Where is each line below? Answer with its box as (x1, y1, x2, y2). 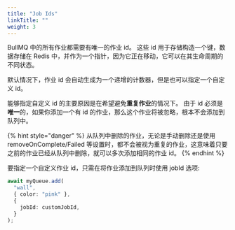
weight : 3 (7, 23, 36, 30)
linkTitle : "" (7, 17, 49, 24)
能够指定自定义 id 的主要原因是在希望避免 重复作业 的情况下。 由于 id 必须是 (7, 99, 223, 108)
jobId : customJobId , (20, 203, 80, 210)
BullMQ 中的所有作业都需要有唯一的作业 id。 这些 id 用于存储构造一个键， (7, 43, 220, 52)
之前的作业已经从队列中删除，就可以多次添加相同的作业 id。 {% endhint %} (7, 149, 224, 157)
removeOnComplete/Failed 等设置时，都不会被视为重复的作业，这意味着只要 (7, 141, 228, 149)
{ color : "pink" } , (13, 191, 71, 198)
